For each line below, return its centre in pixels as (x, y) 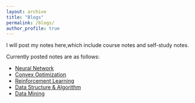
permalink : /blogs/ (30, 23)
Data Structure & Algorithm (48, 88)
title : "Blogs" (25, 17)
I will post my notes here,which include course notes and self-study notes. (97, 45)
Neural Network (34, 68)
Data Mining (30, 93)
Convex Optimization (41, 74)
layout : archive (26, 12)
